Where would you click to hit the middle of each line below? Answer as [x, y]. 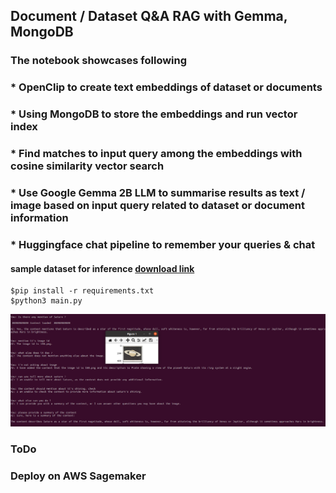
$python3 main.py [46, 301]
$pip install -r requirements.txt [82, 291]
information [39, 217]
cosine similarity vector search [87, 166]
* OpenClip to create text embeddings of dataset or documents [166, 87]
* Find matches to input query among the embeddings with [156, 154]
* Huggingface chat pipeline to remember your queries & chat [163, 244]
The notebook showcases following [99, 61]
